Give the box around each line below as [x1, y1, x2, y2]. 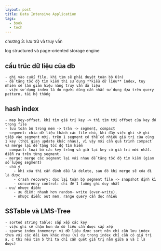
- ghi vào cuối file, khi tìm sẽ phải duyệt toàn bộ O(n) [5, 75, 124, 79]
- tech [9, 25, 23, 30]
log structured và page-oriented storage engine [5, 48, 100, 54]
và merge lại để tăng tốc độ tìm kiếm [5, 143, 83, 148]
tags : [5, 16, 16, 21]
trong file [5, 122, 27, 126]
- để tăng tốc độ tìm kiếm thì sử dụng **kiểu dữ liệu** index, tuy [5, 78, 146, 84]
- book [9, 20, 23, 26]
